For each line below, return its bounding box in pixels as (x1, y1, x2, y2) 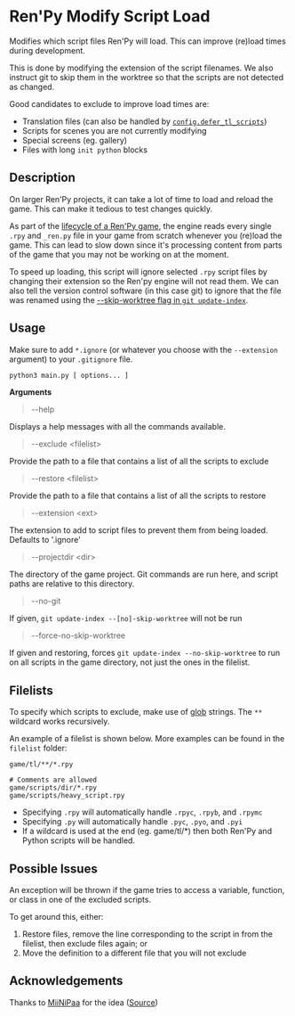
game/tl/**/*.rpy (9, 760, 74, 769)
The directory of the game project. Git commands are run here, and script (9, 569, 278, 580)
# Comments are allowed (9, 775, 98, 785)
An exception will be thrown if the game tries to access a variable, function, (9, 885, 285, 896)
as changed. (9, 81, 55, 92)
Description (9, 170, 76, 185)
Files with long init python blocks (21, 144, 148, 155)
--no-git (30, 595, 61, 607)
